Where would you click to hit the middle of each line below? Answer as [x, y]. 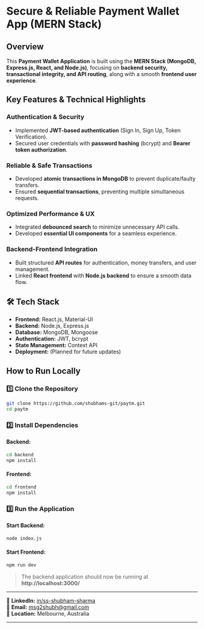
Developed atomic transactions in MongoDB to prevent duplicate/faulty [105, 178]
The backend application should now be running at [85, 577]
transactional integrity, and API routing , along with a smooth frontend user [102, 74]
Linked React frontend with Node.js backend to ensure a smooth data [103, 276]
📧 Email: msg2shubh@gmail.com [48, 607]
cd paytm [17, 409]
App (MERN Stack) [54, 24]
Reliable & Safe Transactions [49, 165]
